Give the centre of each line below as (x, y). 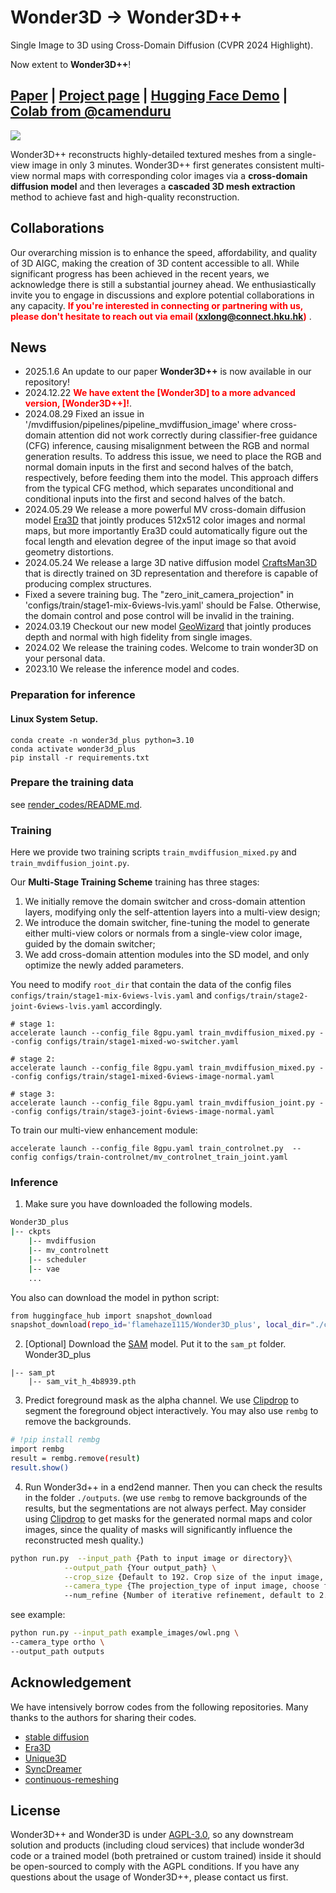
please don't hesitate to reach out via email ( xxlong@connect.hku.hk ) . (161, 316)
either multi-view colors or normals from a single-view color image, (163, 933)
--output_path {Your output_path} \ (140, 1567)
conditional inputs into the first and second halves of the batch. (155, 499)
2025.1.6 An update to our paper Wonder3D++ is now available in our (168, 372)
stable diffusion (57, 1737)
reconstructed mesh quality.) (84, 1540)
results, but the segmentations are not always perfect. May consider (165, 1508)
